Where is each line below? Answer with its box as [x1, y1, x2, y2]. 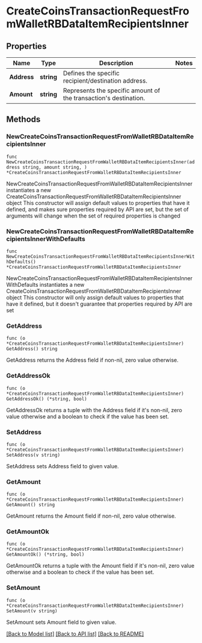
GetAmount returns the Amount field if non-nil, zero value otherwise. [6, 512, 176, 519]
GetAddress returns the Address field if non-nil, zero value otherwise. [6, 357, 179, 364]
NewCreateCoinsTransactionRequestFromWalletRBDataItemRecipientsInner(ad [6, 158, 195, 165]
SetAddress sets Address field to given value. [6, 462, 119, 469]
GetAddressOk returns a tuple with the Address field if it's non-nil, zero [6, 406, 182, 413]
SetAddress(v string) [6, 452, 61, 458]
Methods [6, 114, 41, 125]
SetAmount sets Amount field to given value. [6, 618, 117, 626]
